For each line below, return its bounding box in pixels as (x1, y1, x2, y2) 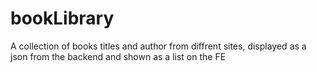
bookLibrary (10, 7, 115, 30)
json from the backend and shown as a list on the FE (10, 50, 227, 62)
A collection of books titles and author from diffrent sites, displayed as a (10, 40, 307, 52)
